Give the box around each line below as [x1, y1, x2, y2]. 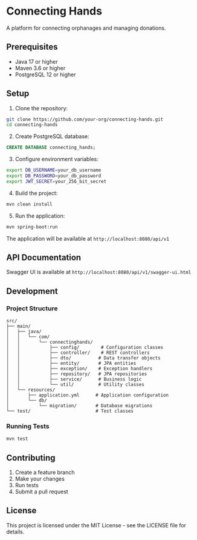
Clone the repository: [15, 104, 68, 112]
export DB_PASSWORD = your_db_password [6, 173, 102, 179]
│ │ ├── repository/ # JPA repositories [6, 371, 147, 377]
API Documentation [6, 252, 82, 262]
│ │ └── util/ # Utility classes [6, 382, 145, 388]
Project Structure [6, 304, 58, 313]
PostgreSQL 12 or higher [15, 71, 76, 78]
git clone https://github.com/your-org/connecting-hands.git [6, 116, 164, 122]
